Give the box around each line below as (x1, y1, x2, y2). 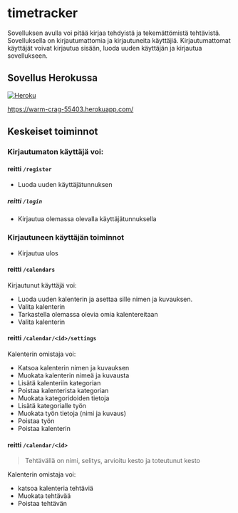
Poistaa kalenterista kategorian (17, 386, 109, 395)
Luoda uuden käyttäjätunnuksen (17, 181, 113, 189)
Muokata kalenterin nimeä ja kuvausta (17, 371, 130, 380)
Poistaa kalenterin (17, 424, 71, 432)
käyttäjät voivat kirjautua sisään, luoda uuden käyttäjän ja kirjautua (7, 44, 202, 52)
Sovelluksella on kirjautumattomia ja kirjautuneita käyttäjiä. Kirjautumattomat (7, 36, 231, 44)
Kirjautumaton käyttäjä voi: (7, 147, 104, 157)
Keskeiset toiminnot (7, 126, 98, 138)
